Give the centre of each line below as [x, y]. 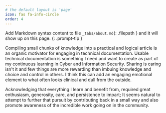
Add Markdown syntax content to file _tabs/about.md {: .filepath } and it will [82, 33]
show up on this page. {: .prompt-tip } [44, 38]
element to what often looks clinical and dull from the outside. [69, 80]
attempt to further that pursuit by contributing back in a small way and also [82, 100]
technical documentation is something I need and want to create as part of [82, 59]
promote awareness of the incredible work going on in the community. [77, 106]
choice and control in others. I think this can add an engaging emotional [79, 75]
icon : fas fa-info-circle [32, 14]
